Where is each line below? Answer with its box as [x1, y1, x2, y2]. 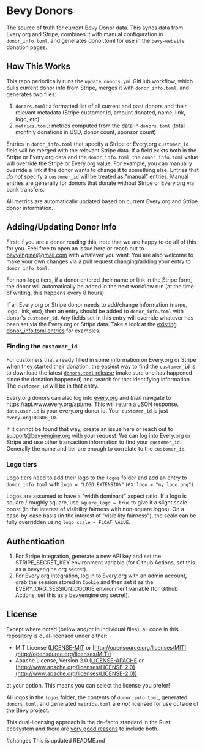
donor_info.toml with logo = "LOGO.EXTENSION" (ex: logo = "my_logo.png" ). [6, 481, 195, 488]
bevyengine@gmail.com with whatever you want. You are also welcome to [6, 251, 194, 258]
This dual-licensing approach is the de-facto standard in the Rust [6, 718, 171, 726]
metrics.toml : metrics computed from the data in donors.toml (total [15, 122, 185, 129]
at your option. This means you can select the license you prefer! [6, 681, 170, 689]
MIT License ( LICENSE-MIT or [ [15, 643, 95, 651]
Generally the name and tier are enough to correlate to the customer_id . [6, 444, 187, 452]
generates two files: [6, 90, 57, 98]
